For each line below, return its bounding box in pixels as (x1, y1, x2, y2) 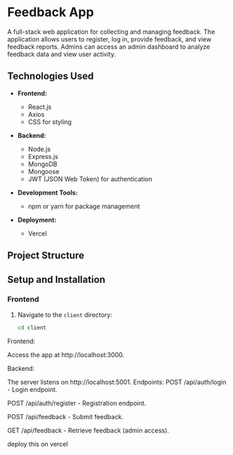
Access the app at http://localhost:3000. (7, 350, 125, 359)
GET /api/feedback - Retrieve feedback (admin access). (7, 426, 170, 435)
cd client (17, 324, 47, 331)
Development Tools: (17, 188, 78, 197)
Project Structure (7, 250, 84, 262)
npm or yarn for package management (27, 202, 141, 210)
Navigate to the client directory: (17, 310, 113, 319)
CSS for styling (27, 117, 72, 126)
